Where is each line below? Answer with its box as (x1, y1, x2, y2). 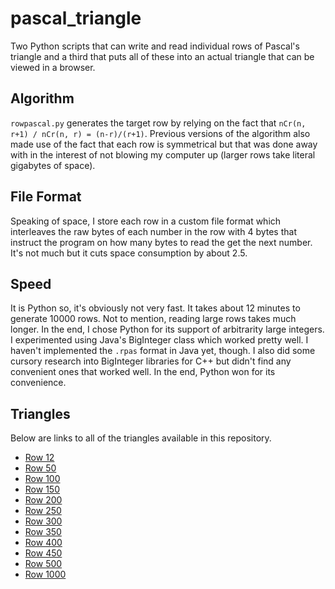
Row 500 (24, 558, 63, 570)
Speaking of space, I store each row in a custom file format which (10, 215, 282, 227)
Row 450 (24, 547, 63, 559)
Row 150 (24, 483, 60, 496)
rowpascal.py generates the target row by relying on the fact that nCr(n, (10, 117, 307, 129)
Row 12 (24, 452, 55, 464)
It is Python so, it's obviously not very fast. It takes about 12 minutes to (10, 302, 301, 314)
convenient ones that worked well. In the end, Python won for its (10, 366, 276, 378)
